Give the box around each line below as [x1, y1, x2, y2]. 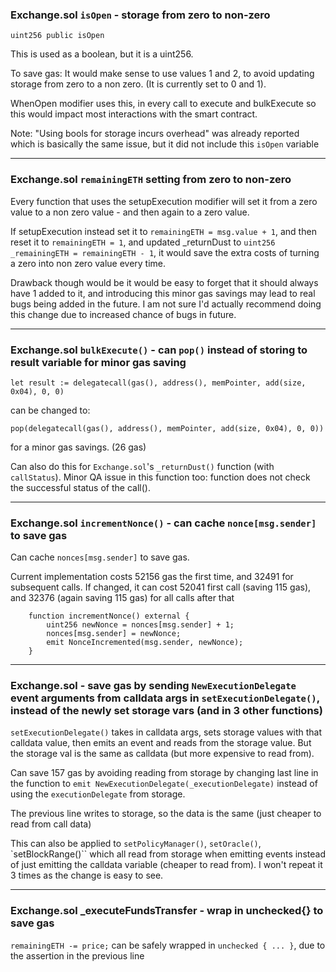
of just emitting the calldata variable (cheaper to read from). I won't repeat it [10, 859, 323, 871]
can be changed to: [10, 404, 91, 416]
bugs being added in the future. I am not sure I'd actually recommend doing [10, 298, 322, 310]
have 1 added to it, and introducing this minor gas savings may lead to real [10, 287, 316, 299]
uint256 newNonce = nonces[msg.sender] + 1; [46, 620, 235, 630]
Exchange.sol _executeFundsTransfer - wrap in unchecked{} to [10, 904, 324, 918]
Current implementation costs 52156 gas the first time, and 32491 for [10, 571, 294, 583]
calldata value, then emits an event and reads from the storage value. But [10, 737, 312, 749]
